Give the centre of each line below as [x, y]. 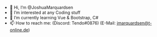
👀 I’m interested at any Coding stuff [45, 12]
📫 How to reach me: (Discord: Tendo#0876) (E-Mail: [62, 23]
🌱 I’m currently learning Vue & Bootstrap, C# [54, 18]
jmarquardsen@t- [134, 23]
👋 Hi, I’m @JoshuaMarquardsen [41, 7]
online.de [19, 30]
